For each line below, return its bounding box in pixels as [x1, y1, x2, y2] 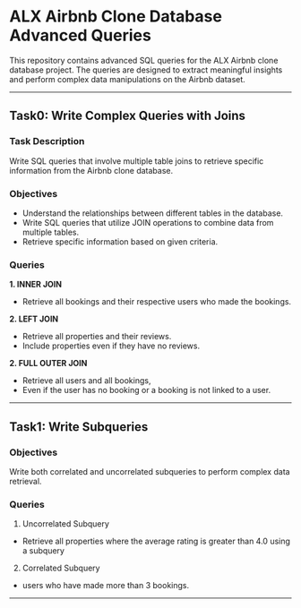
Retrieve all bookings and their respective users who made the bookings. [21, 296, 292, 307]
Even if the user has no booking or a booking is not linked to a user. [21, 385, 271, 396]
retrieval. [9, 475, 42, 486]
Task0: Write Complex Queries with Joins [9, 108, 246, 124]
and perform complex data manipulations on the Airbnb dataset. [9, 73, 246, 84]
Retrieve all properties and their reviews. [21, 331, 172, 342]
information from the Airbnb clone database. [9, 165, 174, 176]
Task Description [9, 135, 85, 148]
